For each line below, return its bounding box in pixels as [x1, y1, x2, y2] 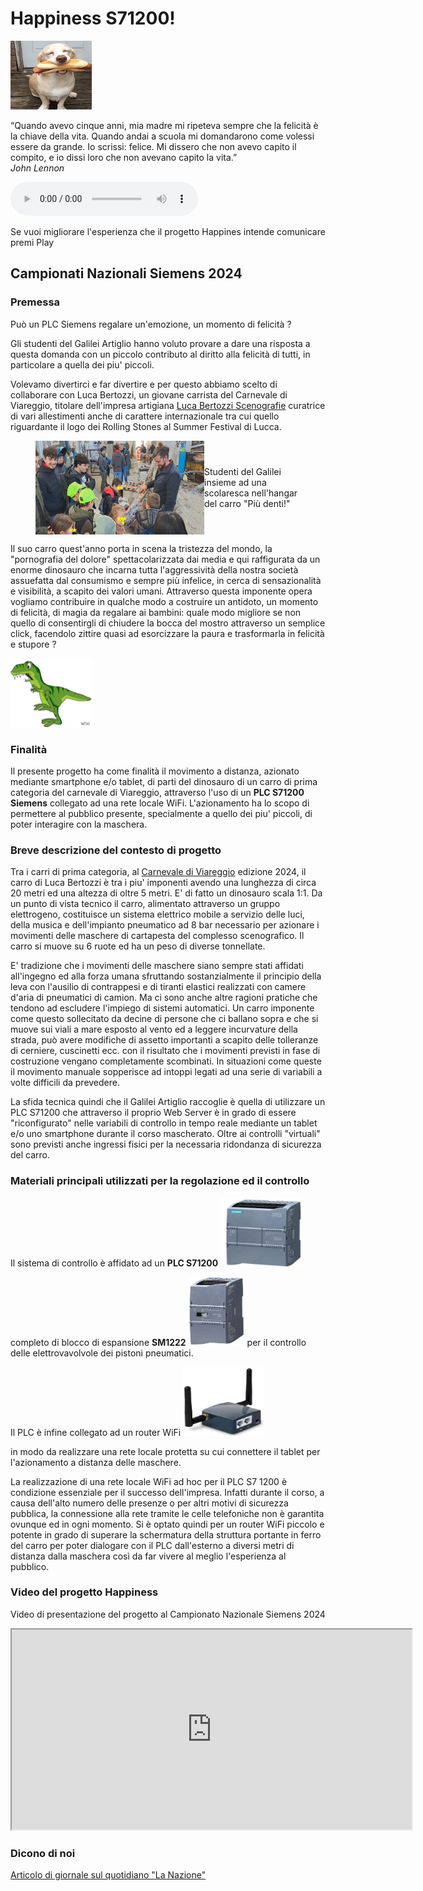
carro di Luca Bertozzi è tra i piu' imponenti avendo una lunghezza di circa [10, 877, 317, 889]
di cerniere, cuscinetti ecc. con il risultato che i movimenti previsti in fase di [10, 1045, 321, 1057]
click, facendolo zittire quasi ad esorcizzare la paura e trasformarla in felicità [10, 627, 325, 639]
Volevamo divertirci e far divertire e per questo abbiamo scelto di [10, 378, 278, 390]
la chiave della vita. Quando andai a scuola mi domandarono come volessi [10, 130, 315, 142]
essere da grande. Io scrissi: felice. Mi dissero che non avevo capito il [10, 140, 297, 152]
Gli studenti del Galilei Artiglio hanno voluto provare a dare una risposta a [10, 337, 311, 349]
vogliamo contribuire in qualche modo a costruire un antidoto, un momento [10, 595, 319, 607]
